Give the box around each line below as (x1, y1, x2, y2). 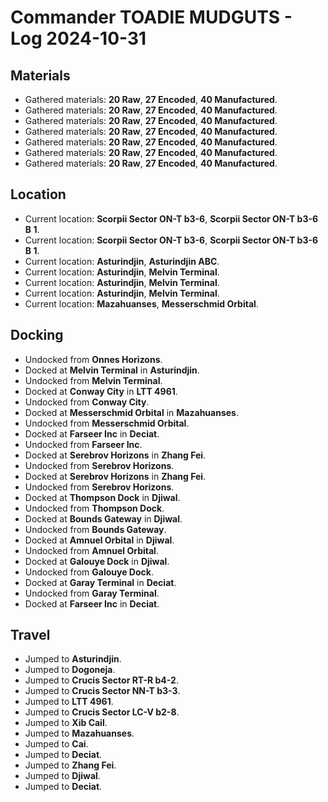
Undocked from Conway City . (24, 396, 150, 408)
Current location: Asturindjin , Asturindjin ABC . (24, 255, 220, 267)
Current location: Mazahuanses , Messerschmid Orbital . (24, 297, 259, 310)
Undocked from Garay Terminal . (24, 587, 160, 599)
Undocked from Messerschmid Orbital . (24, 417, 190, 429)
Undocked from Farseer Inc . (24, 438, 143, 450)
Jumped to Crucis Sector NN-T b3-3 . (24, 685, 181, 697)
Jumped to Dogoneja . (24, 664, 116, 676)
